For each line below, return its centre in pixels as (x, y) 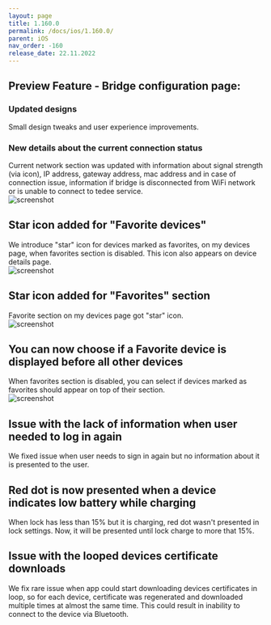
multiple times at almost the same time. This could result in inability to (124, 605)
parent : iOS (28, 38)
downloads (37, 569)
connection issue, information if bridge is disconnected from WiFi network (132, 182)
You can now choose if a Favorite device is (118, 349)
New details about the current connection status (106, 148)
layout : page (30, 16)
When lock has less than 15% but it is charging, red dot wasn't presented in (134, 522)
